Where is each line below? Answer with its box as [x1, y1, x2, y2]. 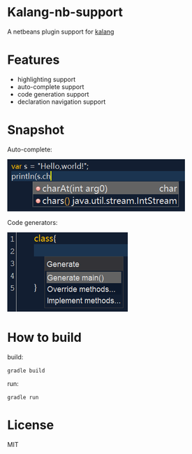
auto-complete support [17, 82, 84, 91]
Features [7, 52, 60, 68]
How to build [7, 330, 82, 345]
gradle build [7, 367, 45, 374]
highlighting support [17, 75, 76, 83]
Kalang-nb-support [7, 4, 124, 20]
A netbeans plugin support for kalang [7, 27, 115, 36]
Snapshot [7, 122, 65, 138]
